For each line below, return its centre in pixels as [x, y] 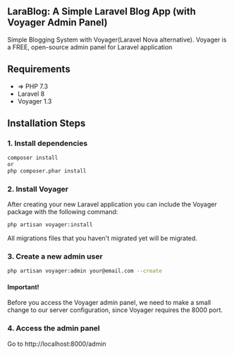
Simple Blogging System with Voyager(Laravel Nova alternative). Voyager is [117, 39]
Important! [23, 287]
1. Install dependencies [48, 143]
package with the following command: [63, 212]
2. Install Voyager [38, 189]
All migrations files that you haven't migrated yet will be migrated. [102, 238]
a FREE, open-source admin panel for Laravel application [90, 47]
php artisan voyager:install [50, 225]
